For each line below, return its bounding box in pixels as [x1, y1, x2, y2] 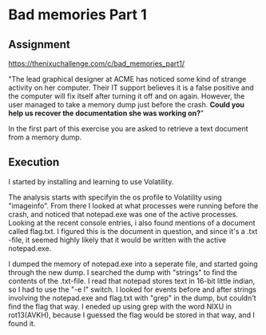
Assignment [8, 38, 70, 51]
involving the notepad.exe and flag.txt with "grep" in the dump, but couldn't [8, 293, 257, 302]
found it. [8, 318, 36, 328]
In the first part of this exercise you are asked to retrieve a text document [8, 124, 249, 133]
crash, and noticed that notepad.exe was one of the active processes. [8, 209, 238, 219]
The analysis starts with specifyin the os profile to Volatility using [8, 192, 222, 202]
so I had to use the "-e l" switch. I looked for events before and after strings [8, 285, 257, 294]
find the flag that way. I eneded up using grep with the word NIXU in [8, 301, 232, 311]
